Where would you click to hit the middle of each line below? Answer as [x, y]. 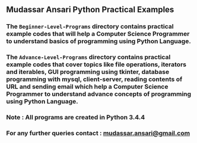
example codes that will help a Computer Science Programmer [98, 34]
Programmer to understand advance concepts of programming [99, 94]
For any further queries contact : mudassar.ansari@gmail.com [98, 134]
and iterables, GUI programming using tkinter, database [88, 72]
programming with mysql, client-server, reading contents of [94, 79]
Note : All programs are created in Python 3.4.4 [76, 118]
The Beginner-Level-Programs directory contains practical [90, 27]
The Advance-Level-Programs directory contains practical [88, 57]
